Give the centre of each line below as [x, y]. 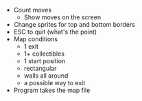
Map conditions [36, 39]
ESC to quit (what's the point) [55, 32]
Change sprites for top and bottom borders [74, 24]
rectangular [40, 68]
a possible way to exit [55, 83]
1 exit [31, 46]
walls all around [46, 76]
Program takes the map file [52, 90]
